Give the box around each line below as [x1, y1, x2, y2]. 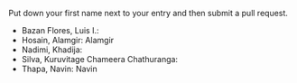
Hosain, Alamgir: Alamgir [21, 35, 115, 45]
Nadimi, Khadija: [21, 44, 83, 55]
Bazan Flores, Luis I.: [21, 25, 99, 35]
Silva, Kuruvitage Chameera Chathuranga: [21, 54, 178, 64]
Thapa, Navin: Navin [21, 63, 97, 74]
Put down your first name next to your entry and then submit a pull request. [8, 8, 288, 18]
